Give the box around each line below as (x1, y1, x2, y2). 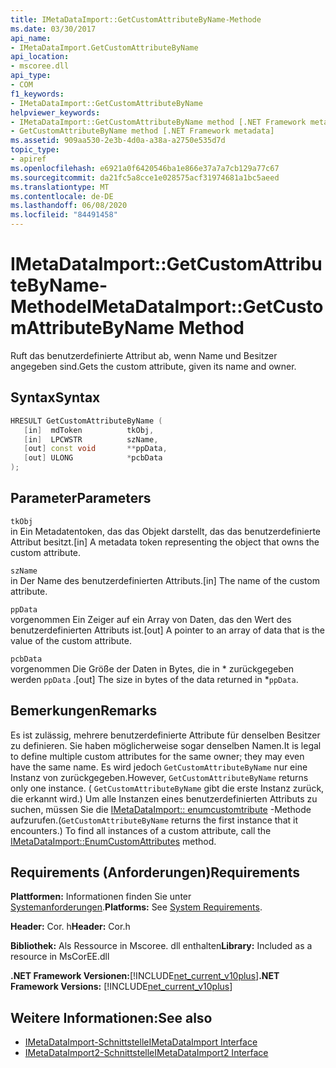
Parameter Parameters (10, 490, 152, 507)
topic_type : (10, 145, 60, 155)
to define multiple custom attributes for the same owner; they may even (10, 750, 305, 762)
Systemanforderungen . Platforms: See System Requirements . (10, 901, 263, 913)
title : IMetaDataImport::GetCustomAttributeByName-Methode (10, 14, 262, 25)
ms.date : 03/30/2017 (10, 24, 97, 34)
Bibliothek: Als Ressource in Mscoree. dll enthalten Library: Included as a (10, 940, 313, 952)
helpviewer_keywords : (10, 107, 101, 118)
